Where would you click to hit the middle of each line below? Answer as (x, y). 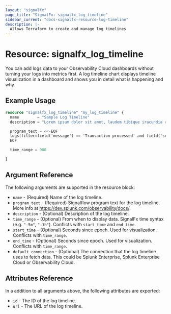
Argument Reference (39, 175)
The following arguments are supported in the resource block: (70, 187)
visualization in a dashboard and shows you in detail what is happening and (84, 79)
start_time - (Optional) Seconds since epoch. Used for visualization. (84, 230)
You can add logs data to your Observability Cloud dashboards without (80, 68)
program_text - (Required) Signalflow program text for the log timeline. (86, 203)
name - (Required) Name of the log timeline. (58, 197)
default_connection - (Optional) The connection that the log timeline (84, 251)
